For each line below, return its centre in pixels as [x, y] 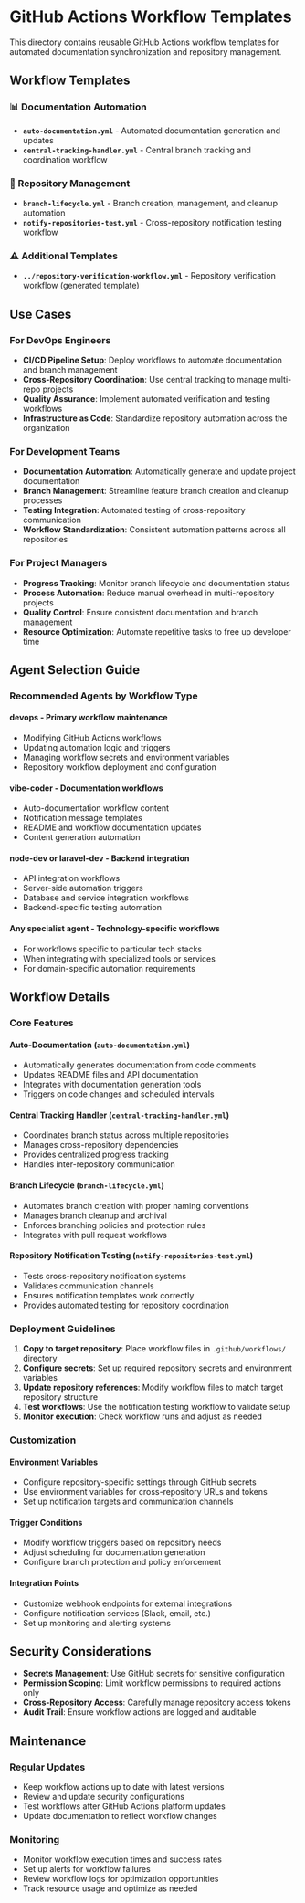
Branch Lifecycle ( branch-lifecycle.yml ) [87, 1185]
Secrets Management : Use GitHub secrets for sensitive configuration [154, 1674]
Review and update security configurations [104, 1797]
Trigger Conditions [46, 1522]
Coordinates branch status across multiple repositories [126, 1135]
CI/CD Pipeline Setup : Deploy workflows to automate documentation [152, 360]
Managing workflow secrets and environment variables [126, 757]
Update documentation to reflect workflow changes [120, 1816]
